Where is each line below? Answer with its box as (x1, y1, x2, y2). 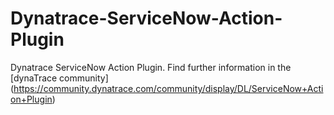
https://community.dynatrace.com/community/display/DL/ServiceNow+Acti (13, 82, 324, 94)
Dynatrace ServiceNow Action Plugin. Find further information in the (10, 61, 292, 73)
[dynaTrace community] (10, 72, 109, 84)
